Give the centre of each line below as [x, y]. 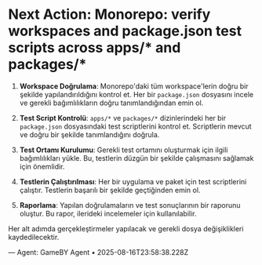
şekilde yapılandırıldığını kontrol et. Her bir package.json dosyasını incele [136, 94]
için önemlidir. [42, 166]
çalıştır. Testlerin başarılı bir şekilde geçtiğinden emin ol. [110, 190]
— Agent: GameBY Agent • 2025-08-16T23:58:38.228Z [98, 252]
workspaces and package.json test [125, 31]
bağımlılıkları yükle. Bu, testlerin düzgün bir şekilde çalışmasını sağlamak [136, 158]
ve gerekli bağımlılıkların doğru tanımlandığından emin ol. [111, 103]
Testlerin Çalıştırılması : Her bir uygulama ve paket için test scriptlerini [133, 181]
